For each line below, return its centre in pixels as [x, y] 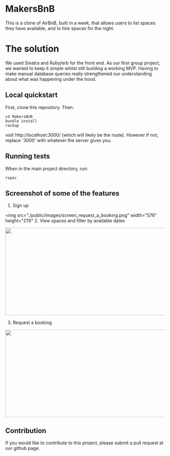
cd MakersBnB [19, 117]
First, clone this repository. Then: [40, 107]
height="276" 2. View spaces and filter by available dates [65, 221]
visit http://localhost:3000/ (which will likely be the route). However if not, [82, 135]
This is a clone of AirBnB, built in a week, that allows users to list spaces [80, 23]
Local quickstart [32, 95]
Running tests [28, 156]
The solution [32, 49]
